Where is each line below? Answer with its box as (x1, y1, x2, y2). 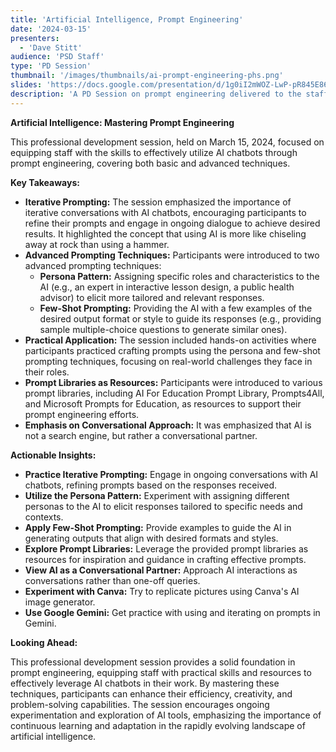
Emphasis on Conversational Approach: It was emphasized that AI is (24, 419, 312, 431)
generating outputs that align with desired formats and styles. (24, 532, 279, 544)
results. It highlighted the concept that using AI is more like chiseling (24, 227, 307, 240)
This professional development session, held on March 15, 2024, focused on (10, 136, 325, 148)
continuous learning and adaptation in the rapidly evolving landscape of (10, 719, 306, 731)
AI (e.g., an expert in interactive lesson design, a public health (39, 281, 295, 293)
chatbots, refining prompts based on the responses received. (24, 479, 278, 491)
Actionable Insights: (10, 449, 97, 461)
